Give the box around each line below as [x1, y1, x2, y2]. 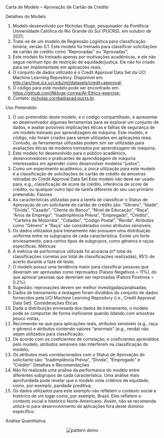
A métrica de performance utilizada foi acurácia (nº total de [12, 248, 132, 254]
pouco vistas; [12, 315, 40, 321]
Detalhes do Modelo [5, 14, 46, 19]
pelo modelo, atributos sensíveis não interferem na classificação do [12, 341, 148, 347]
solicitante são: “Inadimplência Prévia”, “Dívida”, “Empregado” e [12, 357, 140, 363]
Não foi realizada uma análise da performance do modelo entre [12, 367, 140, 373]
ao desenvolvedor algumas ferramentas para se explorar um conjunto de [12, 119, 159, 125]
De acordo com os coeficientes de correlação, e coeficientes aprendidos [12, 336, 159, 342]
